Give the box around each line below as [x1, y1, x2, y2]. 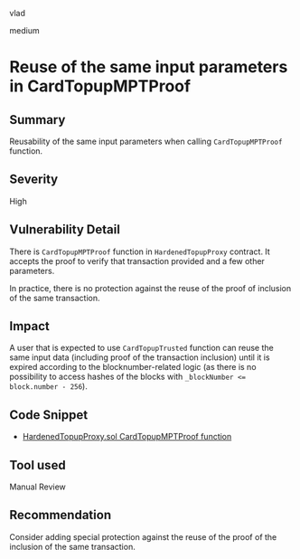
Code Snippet [9, 407, 89, 422]
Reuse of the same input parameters [9, 57, 288, 78]
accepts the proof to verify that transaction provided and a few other [9, 255, 265, 266]
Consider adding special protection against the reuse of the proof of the [9, 531, 277, 542]
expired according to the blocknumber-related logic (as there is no [9, 362, 257, 373]
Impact [9, 318, 50, 334]
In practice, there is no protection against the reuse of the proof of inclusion [9, 282, 292, 293]
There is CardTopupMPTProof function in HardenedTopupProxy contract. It [9, 246, 271, 257]
